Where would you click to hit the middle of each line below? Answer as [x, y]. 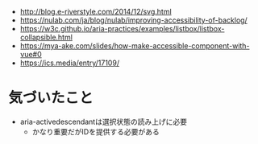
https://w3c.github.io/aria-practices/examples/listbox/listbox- [122, 29]
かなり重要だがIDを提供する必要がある [96, 131]
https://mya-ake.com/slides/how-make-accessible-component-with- [135, 46]
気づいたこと [51, 98]
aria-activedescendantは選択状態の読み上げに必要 [104, 121]
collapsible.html [46, 37]
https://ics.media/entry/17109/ [69, 63]
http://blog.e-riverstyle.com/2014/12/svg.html [96, 12]
